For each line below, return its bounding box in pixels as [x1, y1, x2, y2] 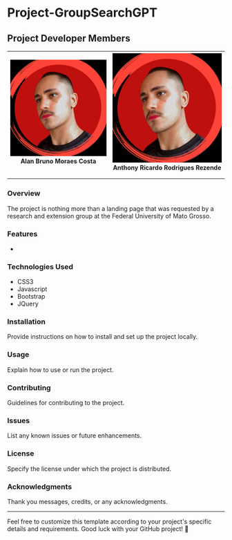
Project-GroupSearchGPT [7, 5, 157, 21]
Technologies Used [7, 261, 74, 271]
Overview [7, 189, 41, 198]
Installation [7, 317, 46, 326]
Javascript [17, 285, 48, 293]
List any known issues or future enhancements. [7, 431, 142, 440]
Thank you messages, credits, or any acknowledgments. [7, 497, 168, 505]
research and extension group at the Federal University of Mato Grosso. [7, 212, 212, 220]
